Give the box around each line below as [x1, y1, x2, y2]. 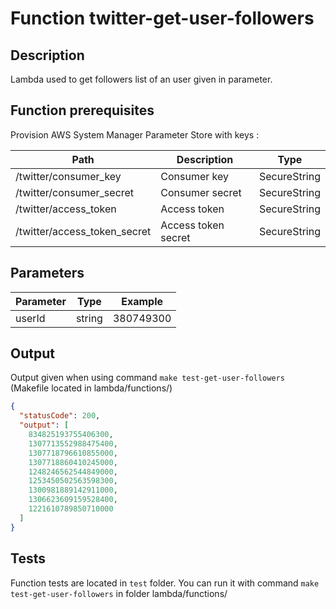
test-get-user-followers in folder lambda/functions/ [10, 587, 228, 599]
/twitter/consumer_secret [15, 185, 135, 199]
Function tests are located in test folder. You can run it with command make [10, 577, 320, 589]
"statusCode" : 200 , [19, 411, 101, 421]
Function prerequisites [10, 102, 155, 119]
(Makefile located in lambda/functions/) [10, 382, 173, 394]
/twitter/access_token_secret [15, 224, 152, 238]
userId [15, 311, 46, 325]
